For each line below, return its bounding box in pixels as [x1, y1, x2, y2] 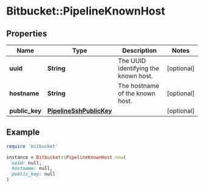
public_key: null [12, 171, 56, 177]
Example [6, 127, 40, 138]
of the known [118, 89, 156, 98]
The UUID [118, 56, 146, 65]
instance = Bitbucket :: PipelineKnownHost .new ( [6, 154, 126, 160]
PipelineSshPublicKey [47, 107, 112, 115]
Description [122, 47, 157, 55]
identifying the [118, 64, 160, 72]
